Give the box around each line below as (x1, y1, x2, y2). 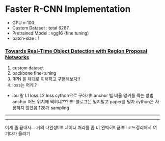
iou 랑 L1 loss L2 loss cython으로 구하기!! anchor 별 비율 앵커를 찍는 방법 (12, 92, 154, 99)
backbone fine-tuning (12, 70, 56, 76)
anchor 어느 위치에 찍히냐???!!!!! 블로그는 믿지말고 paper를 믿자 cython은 (12, 99, 154, 105)
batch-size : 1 (12, 35, 40, 41)
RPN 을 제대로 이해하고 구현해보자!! (12, 76, 80, 82)
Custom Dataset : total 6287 (12, 25, 69, 30)
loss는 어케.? (12, 82, 37, 88)
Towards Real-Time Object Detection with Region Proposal (5, 48, 147, 55)
